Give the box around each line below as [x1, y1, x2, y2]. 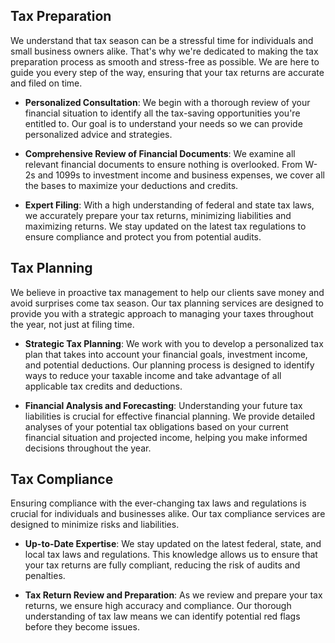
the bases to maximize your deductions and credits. [24, 179, 239, 191]
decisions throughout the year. [24, 442, 152, 454]
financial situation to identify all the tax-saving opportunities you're [24, 107, 301, 119]
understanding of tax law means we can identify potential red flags [24, 610, 301, 623]
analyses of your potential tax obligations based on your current [24, 420, 289, 433]
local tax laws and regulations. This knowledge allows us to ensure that [24, 549, 318, 561]
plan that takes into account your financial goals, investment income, [24, 348, 308, 360]
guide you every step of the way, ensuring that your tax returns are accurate [10, 66, 325, 78]
